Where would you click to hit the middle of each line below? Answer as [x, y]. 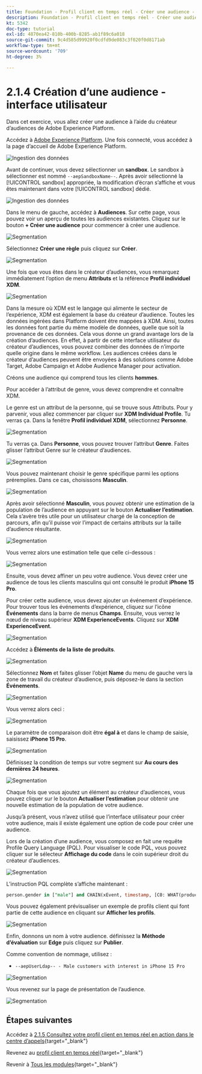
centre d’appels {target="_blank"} [47, 1041]
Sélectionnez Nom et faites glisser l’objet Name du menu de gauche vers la [99, 673]
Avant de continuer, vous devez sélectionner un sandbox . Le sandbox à [95, 169]
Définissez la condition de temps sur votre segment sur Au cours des [92, 762]
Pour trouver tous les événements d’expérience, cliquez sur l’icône [89, 606]
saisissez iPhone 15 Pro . [36, 739]
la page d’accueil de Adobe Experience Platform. [67, 146]
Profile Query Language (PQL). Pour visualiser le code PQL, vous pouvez [96, 847]
